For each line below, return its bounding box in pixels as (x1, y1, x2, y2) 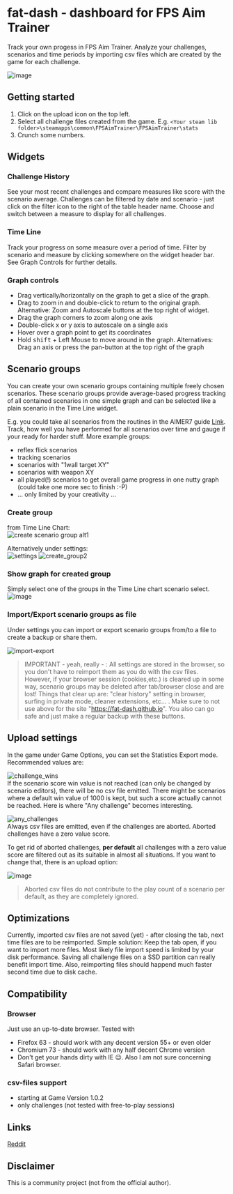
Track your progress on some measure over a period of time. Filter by (7, 243, 207, 252)
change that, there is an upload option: (7, 857, 118, 866)
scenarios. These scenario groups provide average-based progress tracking (7, 389, 226, 397)
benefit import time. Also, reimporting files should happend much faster (7, 960, 212, 969)
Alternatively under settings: (7, 544, 88, 553)
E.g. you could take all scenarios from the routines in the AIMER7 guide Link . (7, 417, 226, 426)
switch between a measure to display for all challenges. (7, 210, 167, 218)
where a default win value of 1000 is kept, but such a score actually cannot (7, 793, 223, 802)
